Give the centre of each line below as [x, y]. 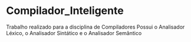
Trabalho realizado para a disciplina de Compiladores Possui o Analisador [95, 27]
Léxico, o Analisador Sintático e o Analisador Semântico [74, 33]
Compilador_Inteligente [65, 11]
